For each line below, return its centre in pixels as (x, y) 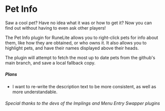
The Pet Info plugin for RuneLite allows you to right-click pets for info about (82, 37)
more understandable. (35, 92)
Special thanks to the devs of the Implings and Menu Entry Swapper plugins (83, 103)
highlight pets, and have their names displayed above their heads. (72, 48)
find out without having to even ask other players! (56, 28)
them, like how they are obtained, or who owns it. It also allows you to (76, 42)
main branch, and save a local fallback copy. (50, 63)
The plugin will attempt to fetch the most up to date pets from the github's (80, 57)
